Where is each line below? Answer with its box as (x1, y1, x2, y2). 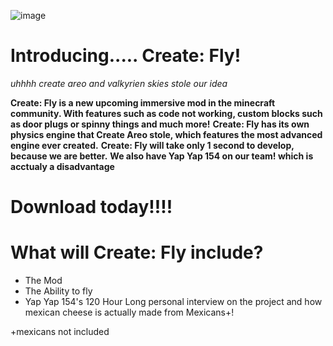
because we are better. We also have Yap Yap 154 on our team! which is (10, 150, 314, 162)
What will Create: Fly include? (10, 241, 264, 264)
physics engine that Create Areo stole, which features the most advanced (10, 128, 323, 140)
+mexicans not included (10, 326, 110, 338)
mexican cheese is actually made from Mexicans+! (24, 306, 235, 319)
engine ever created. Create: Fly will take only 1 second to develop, (10, 139, 295, 151)
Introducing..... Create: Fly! (10, 45, 242, 67)
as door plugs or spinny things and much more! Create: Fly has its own (10, 118, 310, 130)
